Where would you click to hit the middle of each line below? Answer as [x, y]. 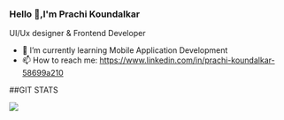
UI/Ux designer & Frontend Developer [77, 34]
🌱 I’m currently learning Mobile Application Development [125, 50]
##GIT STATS [34, 90]
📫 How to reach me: [60, 60]
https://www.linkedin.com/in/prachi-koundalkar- [188, 60]
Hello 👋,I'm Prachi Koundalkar [74, 14]
